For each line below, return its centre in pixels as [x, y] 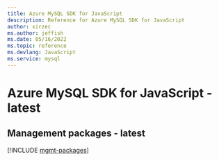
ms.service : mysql [34, 59]
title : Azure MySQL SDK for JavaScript [65, 14]
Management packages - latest [76, 134]
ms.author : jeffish [35, 33]
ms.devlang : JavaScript [42, 53]
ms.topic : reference [37, 46]
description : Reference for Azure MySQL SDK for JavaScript [96, 20]
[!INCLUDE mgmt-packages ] [48, 150]
